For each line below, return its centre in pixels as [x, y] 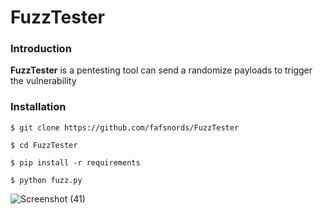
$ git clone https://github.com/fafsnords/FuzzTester [125, 127]
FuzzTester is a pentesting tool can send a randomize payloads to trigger [161, 70]
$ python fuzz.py [46, 180]
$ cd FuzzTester [44, 145]
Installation [38, 107]
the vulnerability [43, 81]
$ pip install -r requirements [75, 162]
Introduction [41, 49]
